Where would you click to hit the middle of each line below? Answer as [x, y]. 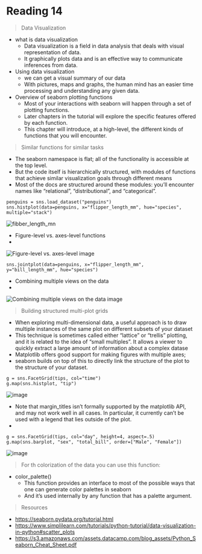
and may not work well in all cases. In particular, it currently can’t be [99, 413]
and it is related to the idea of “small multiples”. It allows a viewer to [99, 341]
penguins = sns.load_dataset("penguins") [59, 202]
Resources [34, 507]
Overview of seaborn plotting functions [64, 97]
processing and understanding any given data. [82, 90]
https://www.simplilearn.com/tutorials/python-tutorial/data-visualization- [106, 525]
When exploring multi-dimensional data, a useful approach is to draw [101, 322]
